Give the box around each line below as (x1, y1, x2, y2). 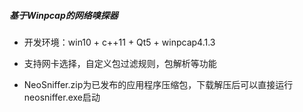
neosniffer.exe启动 (23, 91, 101, 103)
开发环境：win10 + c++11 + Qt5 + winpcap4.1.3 (23, 36, 216, 48)
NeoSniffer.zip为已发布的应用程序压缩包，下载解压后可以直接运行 (23, 78, 294, 90)
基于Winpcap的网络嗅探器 (9, 9, 119, 21)
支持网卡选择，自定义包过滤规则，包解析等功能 (23, 57, 217, 69)
